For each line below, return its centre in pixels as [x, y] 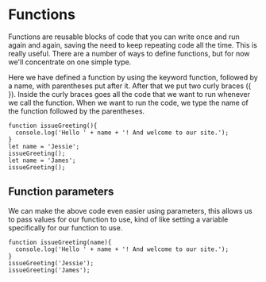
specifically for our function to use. [66, 227]
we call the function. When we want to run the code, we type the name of [128, 102]
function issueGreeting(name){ [60, 242]
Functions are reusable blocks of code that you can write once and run [124, 37]
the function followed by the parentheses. [77, 111]
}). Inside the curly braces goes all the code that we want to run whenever [129, 94]
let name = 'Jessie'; [44, 146]
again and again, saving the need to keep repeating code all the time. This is [133, 44]
